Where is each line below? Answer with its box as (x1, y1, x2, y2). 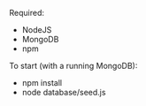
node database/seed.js (21, 87, 106, 97)
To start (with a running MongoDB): (9, 61, 138, 71)
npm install (21, 78, 63, 87)
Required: (9, 8, 45, 18)
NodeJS (21, 25, 52, 34)
